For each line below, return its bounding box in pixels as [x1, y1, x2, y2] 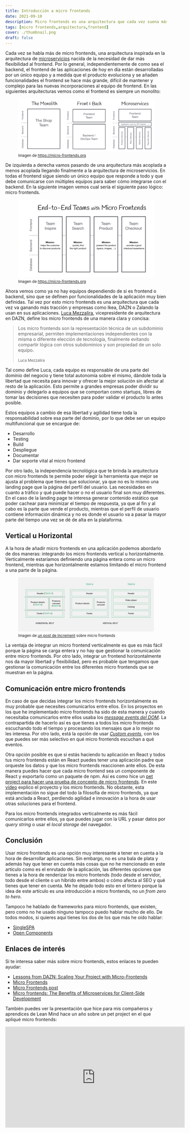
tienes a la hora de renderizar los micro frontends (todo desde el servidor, [5, 871, 161, 877]
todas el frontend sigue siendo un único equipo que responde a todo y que [5, 173, 163, 179]
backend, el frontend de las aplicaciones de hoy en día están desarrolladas [5, 67, 164, 72]
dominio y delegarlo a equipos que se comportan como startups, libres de [5, 388, 161, 395]
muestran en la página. [5, 670, 54, 676]
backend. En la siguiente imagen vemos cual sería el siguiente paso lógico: [5, 184, 163, 190]
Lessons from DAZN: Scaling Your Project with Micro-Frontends [12, 973, 147, 980]
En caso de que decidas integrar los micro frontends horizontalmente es [5, 698, 158, 704]
